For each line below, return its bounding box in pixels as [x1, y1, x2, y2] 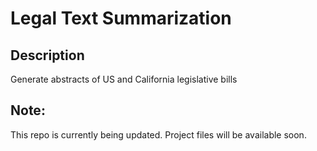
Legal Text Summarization [10, 7, 232, 30]
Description [10, 47, 85, 64]
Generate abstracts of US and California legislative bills [10, 73, 238, 85]
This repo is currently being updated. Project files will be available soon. [10, 128, 307, 141]
